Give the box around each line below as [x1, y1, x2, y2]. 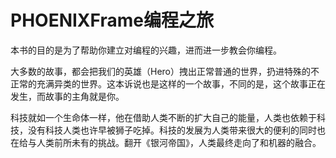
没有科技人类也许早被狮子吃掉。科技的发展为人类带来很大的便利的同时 [27, 124, 317, 136]
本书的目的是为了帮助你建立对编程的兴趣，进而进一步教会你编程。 [10, 44, 282, 56]
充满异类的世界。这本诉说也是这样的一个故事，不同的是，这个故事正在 [36, 77, 326, 90]
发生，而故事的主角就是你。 [10, 90, 125, 102]
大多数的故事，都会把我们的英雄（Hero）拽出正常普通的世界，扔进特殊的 [10, 65, 311, 77]
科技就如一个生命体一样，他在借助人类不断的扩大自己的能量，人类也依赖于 [10, 111, 317, 123]
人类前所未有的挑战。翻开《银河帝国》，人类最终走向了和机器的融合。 [36, 136, 322, 148]
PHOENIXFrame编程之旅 [10, 9, 214, 32]
